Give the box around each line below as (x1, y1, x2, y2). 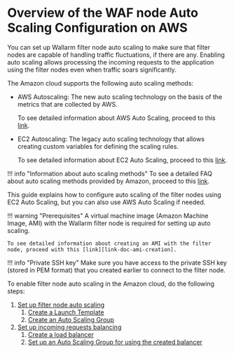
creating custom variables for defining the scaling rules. (17, 142, 179, 150)
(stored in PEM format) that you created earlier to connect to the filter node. (7, 265, 226, 274)
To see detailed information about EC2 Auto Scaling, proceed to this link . (17, 156, 228, 164)
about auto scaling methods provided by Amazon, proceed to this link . (7, 177, 210, 185)
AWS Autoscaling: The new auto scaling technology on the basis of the (17, 93, 223, 101)
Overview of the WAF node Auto (7, 5, 198, 21)
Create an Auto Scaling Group (27, 315, 114, 324)
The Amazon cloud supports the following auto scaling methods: (7, 79, 194, 87)
